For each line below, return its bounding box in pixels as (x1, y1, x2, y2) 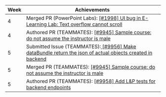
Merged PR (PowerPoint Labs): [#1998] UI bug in (26, 15, 141, 21)
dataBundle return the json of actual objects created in (26, 49, 153, 56)
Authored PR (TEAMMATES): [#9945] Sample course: (26, 29, 152, 36)
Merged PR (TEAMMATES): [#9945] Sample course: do (26, 64, 156, 70)
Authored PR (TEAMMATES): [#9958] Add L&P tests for (26, 78, 156, 85)
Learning (26, 21, 47, 28)
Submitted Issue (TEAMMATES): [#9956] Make (26, 43, 137, 50)
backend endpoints (26, 84, 71, 91)
